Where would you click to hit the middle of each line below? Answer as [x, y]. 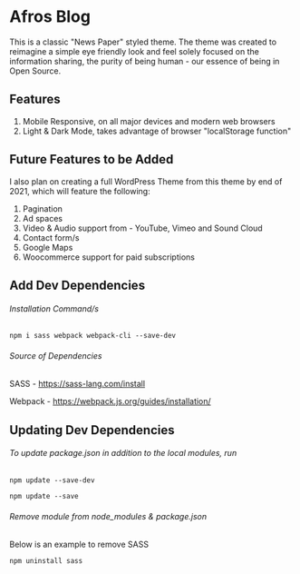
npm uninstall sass [46, 561]
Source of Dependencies [56, 355]
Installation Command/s [54, 308]
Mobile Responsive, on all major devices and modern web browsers [149, 121]
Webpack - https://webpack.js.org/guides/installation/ [110, 401]
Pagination [43, 208]
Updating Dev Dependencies [92, 430]
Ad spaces [43, 218]
